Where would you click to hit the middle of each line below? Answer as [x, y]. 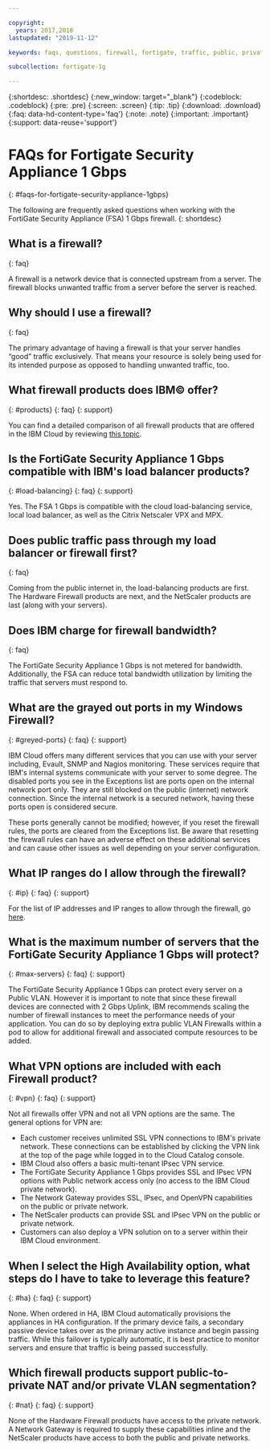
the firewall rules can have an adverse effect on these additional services [129, 839]
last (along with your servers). [58, 605]
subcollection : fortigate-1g [57, 67]
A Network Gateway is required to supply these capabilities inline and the [129, 1429]
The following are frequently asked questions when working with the [122, 210]
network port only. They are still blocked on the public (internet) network [129, 789]
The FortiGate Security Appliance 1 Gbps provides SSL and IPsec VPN [135, 1172]
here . [17, 917]
